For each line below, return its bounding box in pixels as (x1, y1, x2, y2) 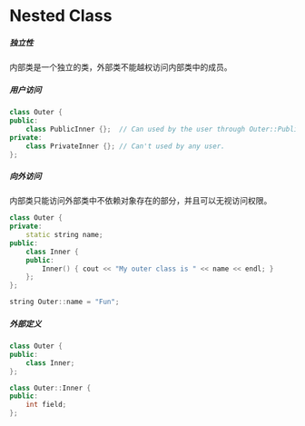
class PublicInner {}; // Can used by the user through (25, 124, 246, 134)
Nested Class (9, 5, 113, 26)
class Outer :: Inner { (9, 383, 92, 392)
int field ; (25, 401, 67, 410)
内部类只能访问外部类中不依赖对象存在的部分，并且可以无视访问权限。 (9, 195, 272, 206)
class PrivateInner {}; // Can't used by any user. (25, 142, 225, 151)
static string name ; (25, 231, 103, 240)
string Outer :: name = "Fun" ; (9, 297, 120, 307)
